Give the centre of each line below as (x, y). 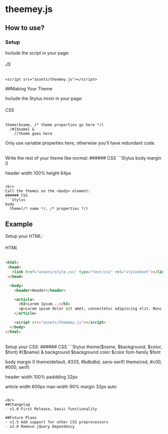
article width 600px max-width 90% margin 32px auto (61, 386)
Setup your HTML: (24, 236)
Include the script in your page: (37, 53)
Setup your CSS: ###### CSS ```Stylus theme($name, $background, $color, (84, 347)
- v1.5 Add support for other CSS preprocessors (57, 422)
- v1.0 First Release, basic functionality (51, 409)
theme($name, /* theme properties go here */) (54, 125)
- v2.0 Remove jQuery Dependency (40, 426)
